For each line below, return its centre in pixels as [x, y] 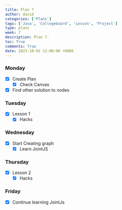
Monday [15, 68]
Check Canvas [34, 84]
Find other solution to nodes [41, 90]
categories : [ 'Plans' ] [28, 19]
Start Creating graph [33, 143]
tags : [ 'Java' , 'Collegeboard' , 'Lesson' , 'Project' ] [61, 23]
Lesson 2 [21, 173]
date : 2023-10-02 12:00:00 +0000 [39, 51]
